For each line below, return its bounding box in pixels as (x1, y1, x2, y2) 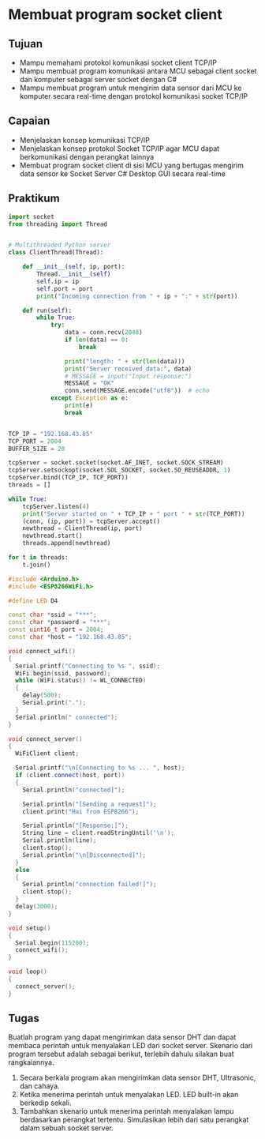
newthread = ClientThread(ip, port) (22, 524, 144, 532)
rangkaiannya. (8, 1058, 54, 1067)
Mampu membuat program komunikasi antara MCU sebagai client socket (19, 66, 257, 76)
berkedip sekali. (19, 1098, 72, 1107)
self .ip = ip (36, 277, 80, 285)
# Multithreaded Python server (8, 241, 111, 250)
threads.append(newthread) (22, 539, 111, 547)
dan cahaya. (19, 1081, 61, 1091)
